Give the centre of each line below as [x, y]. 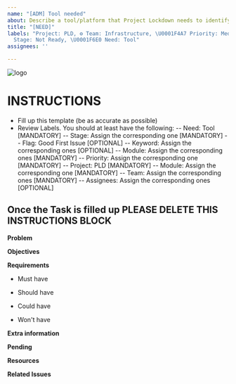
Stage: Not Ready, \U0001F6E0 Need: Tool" [77, 40]
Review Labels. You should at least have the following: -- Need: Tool [116, 128]
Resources [24, 360]
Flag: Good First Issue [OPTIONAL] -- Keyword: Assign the [107, 143]
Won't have [34, 319]
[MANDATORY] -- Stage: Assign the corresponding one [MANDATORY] [120, 135]
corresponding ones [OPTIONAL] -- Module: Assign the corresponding [120, 150]
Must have [33, 279]
